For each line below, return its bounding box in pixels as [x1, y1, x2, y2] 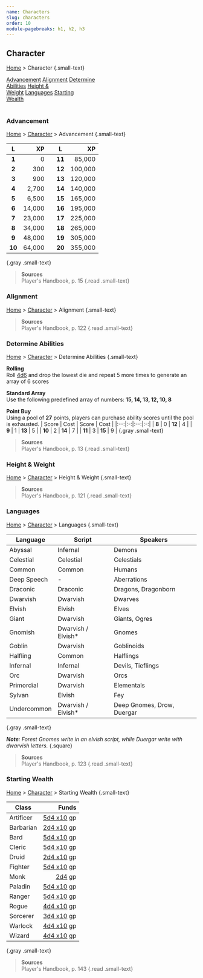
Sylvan [9, 691, 29, 699]
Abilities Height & [6, 82, 50, 90]
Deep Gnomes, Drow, [114, 700, 175, 709]
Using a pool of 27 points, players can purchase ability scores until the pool [6, 414, 195, 421]
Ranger [9, 892, 30, 901]
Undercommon [9, 704, 53, 713]
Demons [114, 545, 138, 554]
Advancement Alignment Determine [6, 76, 95, 84]
